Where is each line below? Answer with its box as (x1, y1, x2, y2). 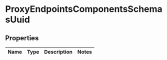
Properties (5, 34, 39, 42)
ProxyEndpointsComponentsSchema (5, 3, 162, 15)
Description (44, 49, 72, 55)
